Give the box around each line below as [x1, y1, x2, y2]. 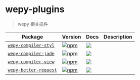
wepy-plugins [5, 4, 65, 15]
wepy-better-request [8, 67, 57, 73]
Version [62, 33, 81, 40]
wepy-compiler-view [8, 59, 55, 64]
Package [22, 33, 43, 40]
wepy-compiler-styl [8, 42, 55, 48]
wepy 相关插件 [17, 21, 49, 27]
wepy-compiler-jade [8, 51, 55, 56]
